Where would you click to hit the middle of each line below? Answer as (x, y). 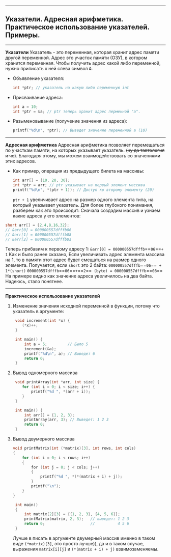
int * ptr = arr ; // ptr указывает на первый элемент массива (79, 185)
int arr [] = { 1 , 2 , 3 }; (49, 415)
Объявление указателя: (38, 78)
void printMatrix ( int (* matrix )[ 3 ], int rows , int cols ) (74, 449)
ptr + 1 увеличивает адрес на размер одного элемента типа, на (83, 200)
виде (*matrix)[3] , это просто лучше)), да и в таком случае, (78, 543)
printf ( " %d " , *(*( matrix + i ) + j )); (81, 477)
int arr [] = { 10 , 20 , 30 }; (41, 180)
